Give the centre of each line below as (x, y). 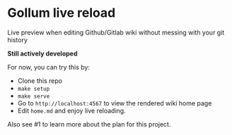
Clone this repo (40, 81)
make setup (34, 89)
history (18, 39)
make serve (34, 96)
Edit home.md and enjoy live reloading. (71, 110)
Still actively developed (42, 53)
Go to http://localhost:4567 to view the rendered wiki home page (115, 103)
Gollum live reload (62, 13)
